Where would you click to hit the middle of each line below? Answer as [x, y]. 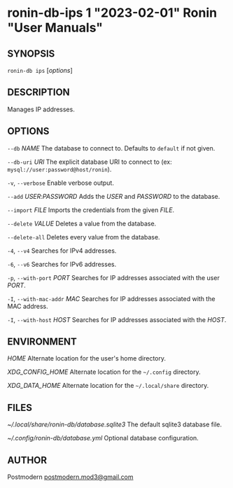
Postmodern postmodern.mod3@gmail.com [71, 477]
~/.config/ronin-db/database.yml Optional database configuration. [103, 438]
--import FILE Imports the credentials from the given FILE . [91, 210]
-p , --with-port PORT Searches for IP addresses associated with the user [114, 277]
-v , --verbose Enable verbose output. [61, 183]
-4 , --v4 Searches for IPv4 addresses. [62, 251]
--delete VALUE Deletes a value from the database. [82, 223]
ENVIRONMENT [42, 342]
